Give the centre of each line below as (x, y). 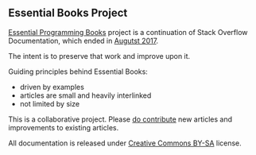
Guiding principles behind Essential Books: (78, 72)
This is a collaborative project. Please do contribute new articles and (120, 119)
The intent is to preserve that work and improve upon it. (99, 56)
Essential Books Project (68, 13)
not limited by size (50, 103)
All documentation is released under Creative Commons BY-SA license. (125, 143)
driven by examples (52, 87)
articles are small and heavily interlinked (85, 95)
